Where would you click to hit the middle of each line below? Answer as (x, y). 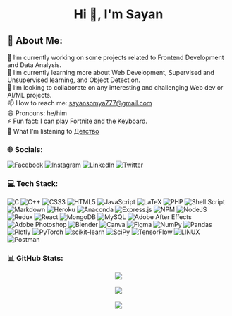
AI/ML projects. (30, 95)
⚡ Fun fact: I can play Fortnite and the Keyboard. (78, 121)
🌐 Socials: (25, 149)
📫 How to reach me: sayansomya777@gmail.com (80, 103)
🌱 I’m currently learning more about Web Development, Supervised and (111, 72)
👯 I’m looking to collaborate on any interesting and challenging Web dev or (115, 87)
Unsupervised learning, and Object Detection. (74, 80)
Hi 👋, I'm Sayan (118, 14)
